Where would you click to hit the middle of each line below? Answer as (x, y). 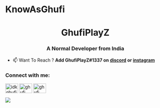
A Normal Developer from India (85, 48)
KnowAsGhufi (35, 9)
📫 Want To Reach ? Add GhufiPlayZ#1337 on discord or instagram (84, 60)
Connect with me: (28, 75)
